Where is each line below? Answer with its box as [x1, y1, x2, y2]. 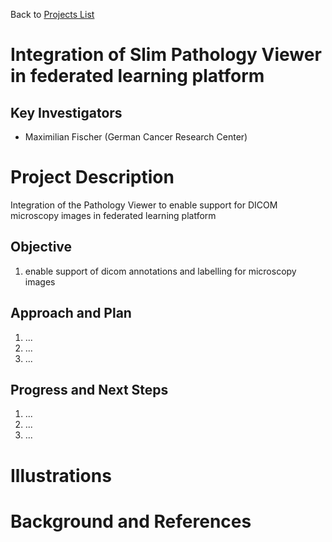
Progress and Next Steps [10, 381, 169, 398]
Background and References [10, 510, 252, 533]
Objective [10, 239, 73, 256]
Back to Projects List [10, 9, 95, 20]
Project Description [10, 166, 175, 189]
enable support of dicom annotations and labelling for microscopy [24, 265, 297, 277]
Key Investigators [10, 104, 123, 121]
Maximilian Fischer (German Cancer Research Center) [24, 131, 248, 143]
